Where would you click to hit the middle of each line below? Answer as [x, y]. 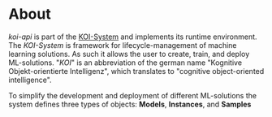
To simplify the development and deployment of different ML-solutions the [133, 95]
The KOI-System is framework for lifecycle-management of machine [123, 45]
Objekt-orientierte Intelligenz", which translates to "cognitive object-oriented [136, 71]
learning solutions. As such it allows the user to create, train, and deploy [129, 54]
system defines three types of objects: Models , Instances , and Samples [130, 104]
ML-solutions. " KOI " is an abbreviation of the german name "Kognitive [125, 63]
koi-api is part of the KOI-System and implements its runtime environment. [133, 37]
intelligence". [30, 80]
